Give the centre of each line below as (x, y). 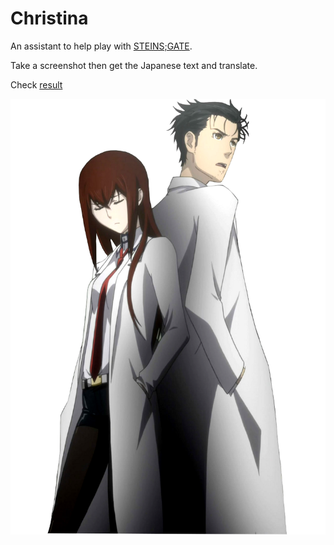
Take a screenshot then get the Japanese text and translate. (134, 65)
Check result (36, 84)
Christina (49, 18)
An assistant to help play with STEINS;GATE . (101, 46)
